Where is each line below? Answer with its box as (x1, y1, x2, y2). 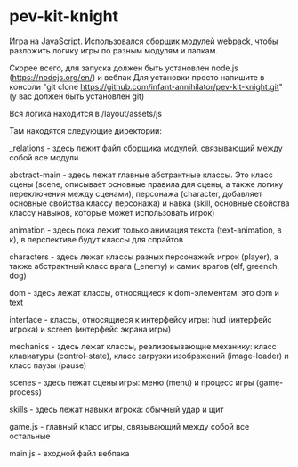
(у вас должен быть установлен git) (9, 91, 145, 102)
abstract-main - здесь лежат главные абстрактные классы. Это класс (9, 169, 274, 180)
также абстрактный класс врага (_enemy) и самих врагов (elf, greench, (9, 260, 280, 271)
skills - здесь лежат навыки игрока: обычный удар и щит (9, 404, 224, 414)
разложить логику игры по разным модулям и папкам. (9, 45, 218, 55)
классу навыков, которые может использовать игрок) (9, 207, 215, 217)
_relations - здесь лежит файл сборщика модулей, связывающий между (9, 143, 283, 153)
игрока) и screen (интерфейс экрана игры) (9, 324, 172, 334)
